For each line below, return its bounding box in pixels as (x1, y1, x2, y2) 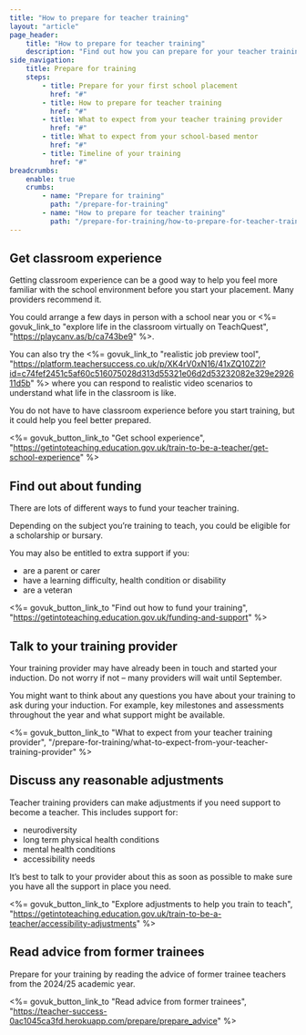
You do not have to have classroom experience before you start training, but (9, 405, 295, 416)
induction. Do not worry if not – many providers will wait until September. (9, 672, 282, 684)
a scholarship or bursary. (9, 530, 103, 541)
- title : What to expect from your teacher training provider (42, 115, 283, 124)
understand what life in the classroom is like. (9, 388, 177, 398)
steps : (25, 73, 51, 82)
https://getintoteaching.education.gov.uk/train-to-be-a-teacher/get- (13, 442, 269, 453)
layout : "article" (9, 22, 79, 31)
